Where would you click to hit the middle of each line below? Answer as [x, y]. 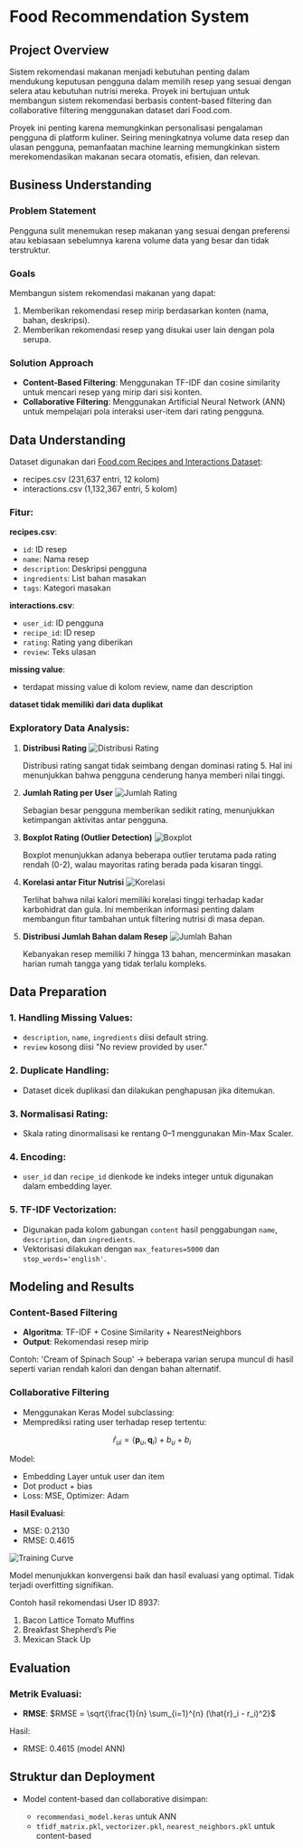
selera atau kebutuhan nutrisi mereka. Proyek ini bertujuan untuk [130, 91]
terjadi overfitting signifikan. [62, 1585]
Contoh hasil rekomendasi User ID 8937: [85, 1603]
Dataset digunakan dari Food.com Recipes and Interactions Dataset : [136, 462]
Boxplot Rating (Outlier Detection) [87, 837]
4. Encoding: [38, 1156]
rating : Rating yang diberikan [78, 642]
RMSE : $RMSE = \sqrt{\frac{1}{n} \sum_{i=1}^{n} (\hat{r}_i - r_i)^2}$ [149, 1714]
